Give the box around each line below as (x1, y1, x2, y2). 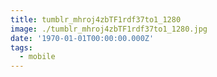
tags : (10, 42, 33, 53)
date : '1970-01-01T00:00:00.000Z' (10, 33, 155, 43)
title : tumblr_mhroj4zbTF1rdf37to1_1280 (10, 14, 182, 25)
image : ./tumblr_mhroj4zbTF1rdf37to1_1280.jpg (10, 24, 208, 34)
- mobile (19, 52, 56, 62)
